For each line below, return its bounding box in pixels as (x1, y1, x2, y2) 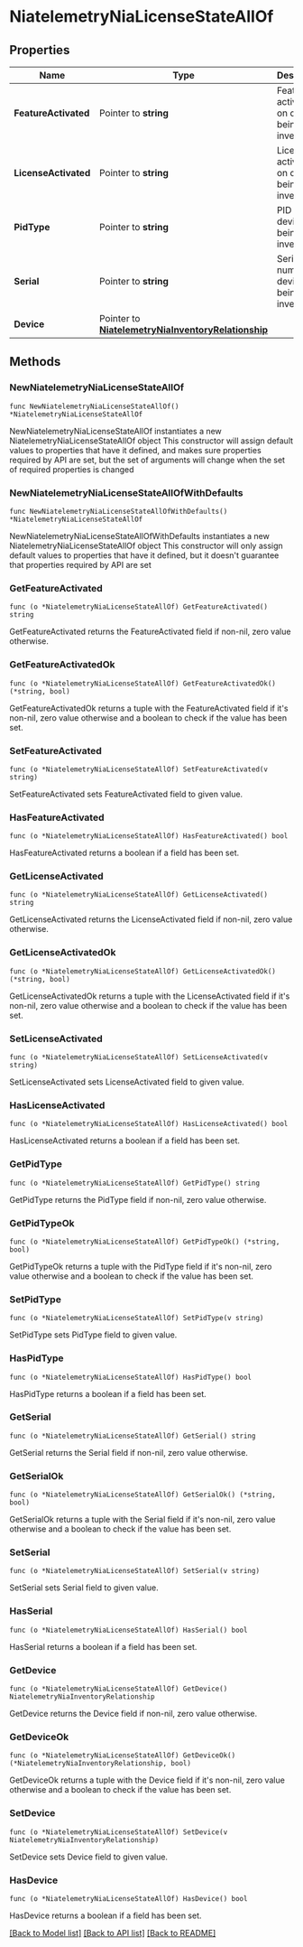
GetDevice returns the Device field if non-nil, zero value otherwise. (9, 1709, 258, 1719)
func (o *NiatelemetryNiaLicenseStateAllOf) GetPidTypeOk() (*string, (9, 1237, 280, 1246)
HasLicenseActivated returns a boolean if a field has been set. (9, 1135, 241, 1146)
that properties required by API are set (9, 559, 151, 570)
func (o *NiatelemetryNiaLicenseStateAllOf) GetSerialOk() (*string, (9, 1490, 277, 1500)
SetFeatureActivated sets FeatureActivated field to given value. (9, 788, 243, 799)
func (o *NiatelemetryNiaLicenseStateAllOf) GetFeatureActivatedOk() (9, 679, 277, 688)
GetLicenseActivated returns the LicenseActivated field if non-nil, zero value (9, 914, 293, 925)
